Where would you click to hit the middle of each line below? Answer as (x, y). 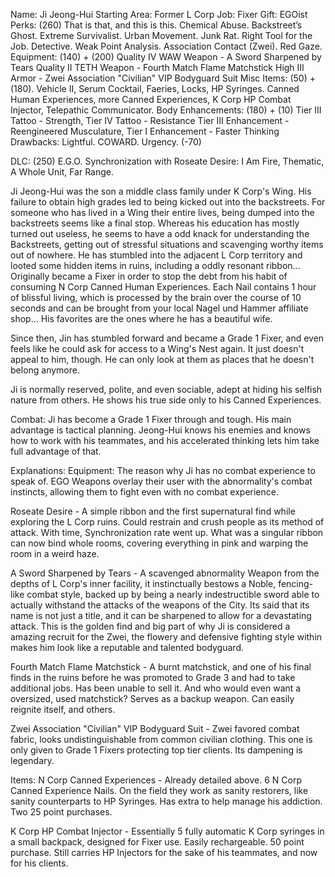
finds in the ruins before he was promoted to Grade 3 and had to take (153, 677)
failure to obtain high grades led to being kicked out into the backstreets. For (168, 202)
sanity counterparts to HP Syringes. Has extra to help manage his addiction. (166, 801)
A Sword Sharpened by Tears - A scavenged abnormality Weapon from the (165, 573)
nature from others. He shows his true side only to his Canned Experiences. (166, 400)
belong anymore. (45, 370)
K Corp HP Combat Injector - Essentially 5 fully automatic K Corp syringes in (167, 831)
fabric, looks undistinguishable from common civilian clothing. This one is (161, 739)
